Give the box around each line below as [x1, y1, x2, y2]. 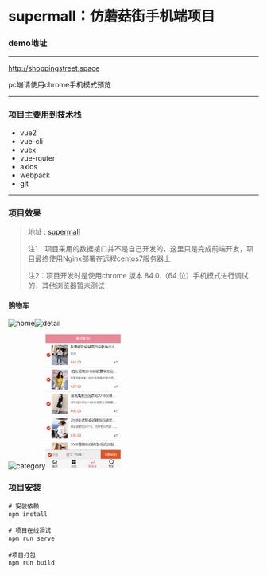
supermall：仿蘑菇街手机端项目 [8, 7, 216, 25]
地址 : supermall [27, 227, 81, 237]
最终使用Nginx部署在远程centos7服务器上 [34, 254, 171, 263]
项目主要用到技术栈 [8, 109, 82, 120]
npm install [8, 510, 48, 518]
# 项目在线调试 [8, 526, 52, 534]
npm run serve [8, 534, 56, 542]
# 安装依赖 [8, 502, 40, 510]
